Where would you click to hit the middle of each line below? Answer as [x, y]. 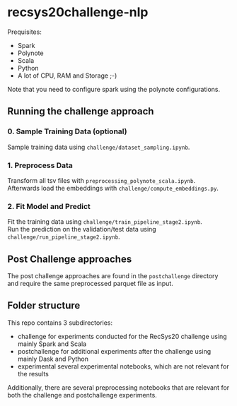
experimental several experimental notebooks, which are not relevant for [123, 366]
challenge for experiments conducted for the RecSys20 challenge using [122, 336]
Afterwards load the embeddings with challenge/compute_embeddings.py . [113, 188]
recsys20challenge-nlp [78, 12]
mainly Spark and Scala [52, 344]
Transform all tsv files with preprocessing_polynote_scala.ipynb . [102, 180]
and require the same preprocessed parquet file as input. [90, 284]
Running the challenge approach [81, 111]
